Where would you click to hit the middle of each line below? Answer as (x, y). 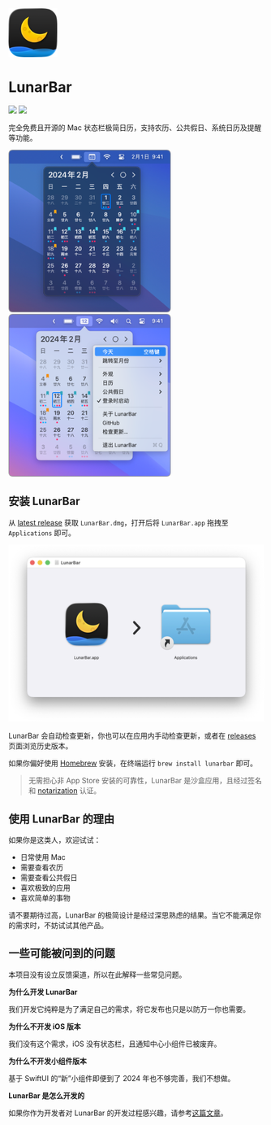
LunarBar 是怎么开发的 (47, 1095)
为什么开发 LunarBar (43, 992)
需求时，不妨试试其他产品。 (61, 926)
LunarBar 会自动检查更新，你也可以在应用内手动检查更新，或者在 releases (132, 736)
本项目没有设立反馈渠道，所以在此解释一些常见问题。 (97, 975)
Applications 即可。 (42, 533)
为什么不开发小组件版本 (47, 1061)
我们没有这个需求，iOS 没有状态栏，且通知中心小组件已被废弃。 (115, 1044)
